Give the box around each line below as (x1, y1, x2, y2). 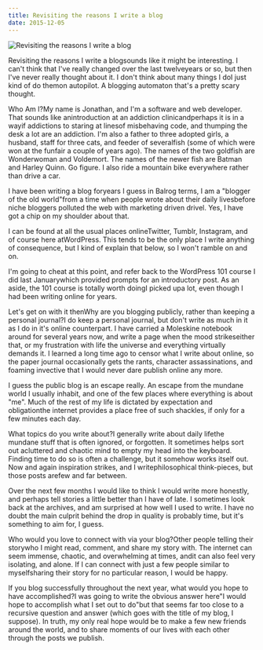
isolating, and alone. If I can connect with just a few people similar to (8, 559, 230, 569)
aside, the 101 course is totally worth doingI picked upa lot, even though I (8, 283, 243, 293)
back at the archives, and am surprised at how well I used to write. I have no (8, 502, 254, 512)
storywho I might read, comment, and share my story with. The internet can (8, 542, 253, 552)
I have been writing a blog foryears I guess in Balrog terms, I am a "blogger (8, 186, 251, 195)
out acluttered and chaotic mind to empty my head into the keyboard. (8, 445, 232, 455)
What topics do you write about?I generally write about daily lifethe (8, 429, 225, 438)
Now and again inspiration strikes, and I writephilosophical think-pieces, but (8, 462, 254, 472)
